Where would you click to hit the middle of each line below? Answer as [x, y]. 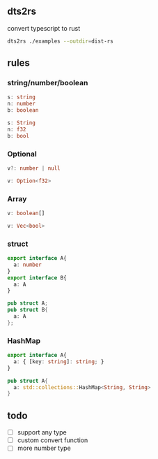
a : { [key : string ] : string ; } [59, 362]
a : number [27, 265]
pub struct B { [28, 310]
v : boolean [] [26, 213]
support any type [42, 432]
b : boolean [23, 110]
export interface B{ [37, 278]
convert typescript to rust [44, 28]
